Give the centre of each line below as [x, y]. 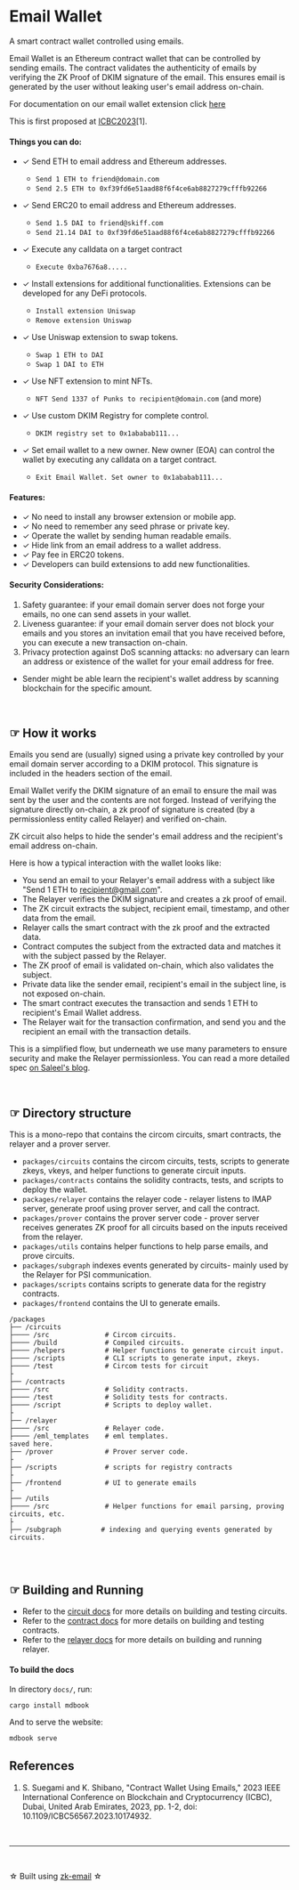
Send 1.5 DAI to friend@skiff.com [99, 223]
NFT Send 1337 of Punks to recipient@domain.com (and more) [149, 399]
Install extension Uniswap [85, 312]
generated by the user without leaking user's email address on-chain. [137, 86]
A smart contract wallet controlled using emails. [97, 41]
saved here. [31, 1444]
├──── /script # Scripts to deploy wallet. [111, 1405]
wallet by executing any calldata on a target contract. [119, 459]
